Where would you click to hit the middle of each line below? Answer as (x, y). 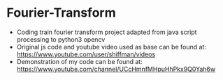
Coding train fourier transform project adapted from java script (107, 32)
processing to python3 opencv (61, 39)
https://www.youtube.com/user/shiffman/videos (86, 54)
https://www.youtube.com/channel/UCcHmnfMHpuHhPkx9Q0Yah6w (116, 69)
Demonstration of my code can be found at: (79, 61)
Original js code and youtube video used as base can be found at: (111, 47)
